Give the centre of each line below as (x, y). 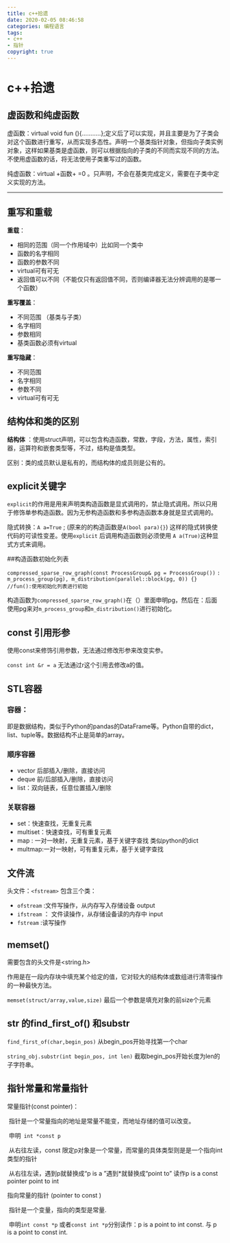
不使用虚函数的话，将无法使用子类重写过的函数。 (76, 159)
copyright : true (30, 52)
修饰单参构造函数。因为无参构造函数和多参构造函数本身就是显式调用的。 (115, 513)
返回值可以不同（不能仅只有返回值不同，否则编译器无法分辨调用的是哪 (116, 279)
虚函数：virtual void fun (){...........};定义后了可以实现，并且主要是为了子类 (110, 133)
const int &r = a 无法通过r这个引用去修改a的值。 (77, 665)
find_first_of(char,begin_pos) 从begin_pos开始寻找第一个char (98, 1041)
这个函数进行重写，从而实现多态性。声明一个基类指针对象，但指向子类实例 (118, 142)
